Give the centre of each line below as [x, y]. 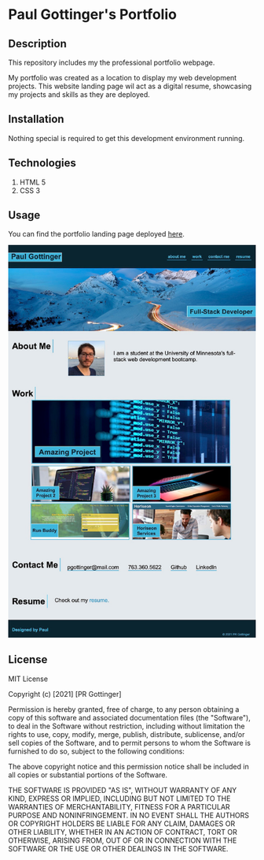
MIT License [28, 679]
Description [37, 44]
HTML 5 [33, 182]
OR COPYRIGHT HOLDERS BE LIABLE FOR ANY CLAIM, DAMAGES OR [122, 823]
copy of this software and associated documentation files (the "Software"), [130, 717]
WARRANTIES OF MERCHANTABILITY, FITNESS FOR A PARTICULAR [119, 806]
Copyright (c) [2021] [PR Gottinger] [65, 694]
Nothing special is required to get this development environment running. [126, 138]
